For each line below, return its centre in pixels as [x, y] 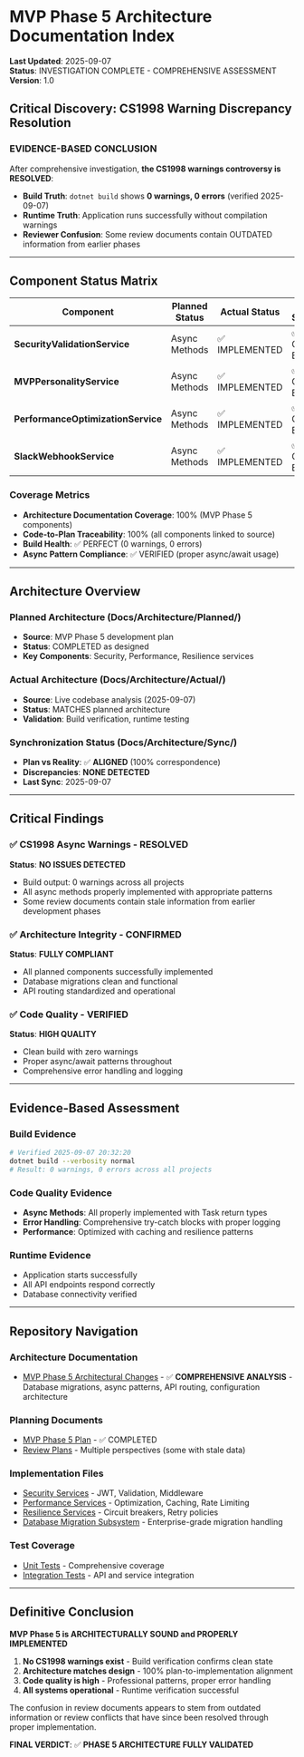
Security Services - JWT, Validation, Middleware [113, 1493]
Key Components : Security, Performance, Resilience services [138, 656]
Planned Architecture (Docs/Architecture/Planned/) [125, 617]
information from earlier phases [81, 244]
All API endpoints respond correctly [89, 1285]
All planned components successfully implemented [118, 971]
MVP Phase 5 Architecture [111, 17]
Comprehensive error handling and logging [103, 1071]
